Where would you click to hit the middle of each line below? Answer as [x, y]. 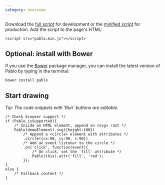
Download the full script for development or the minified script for [73, 24]
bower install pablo [27, 80]
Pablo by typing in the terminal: [37, 71]
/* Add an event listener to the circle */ [69, 143]
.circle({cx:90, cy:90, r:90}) [56, 139]
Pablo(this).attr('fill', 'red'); [68, 156]
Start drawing [27, 95]
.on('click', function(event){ [56, 147]
